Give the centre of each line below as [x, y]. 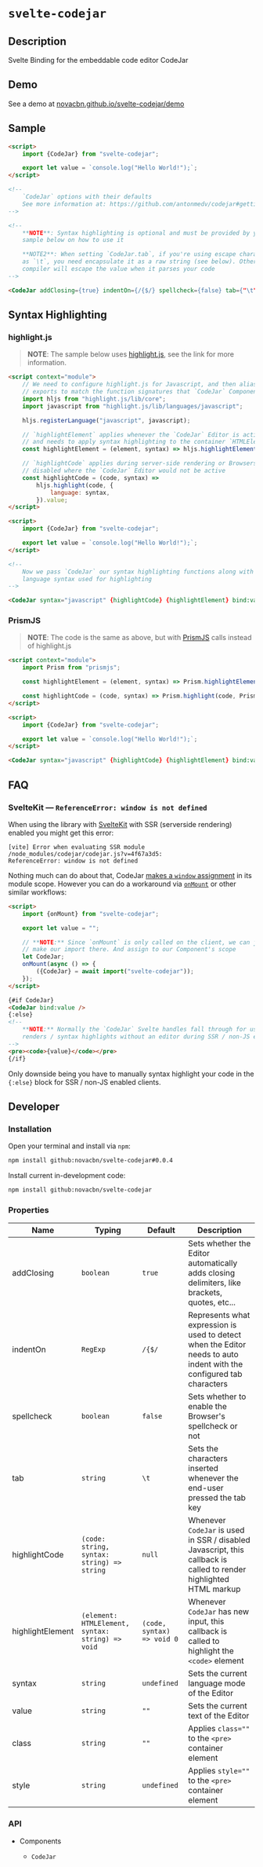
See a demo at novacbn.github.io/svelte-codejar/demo [96, 104]
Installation [30, 1129]
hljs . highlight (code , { [75, 485]
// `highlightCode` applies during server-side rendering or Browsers [140, 463]
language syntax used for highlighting [87, 579]
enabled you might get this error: [61, 833]
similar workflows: [38, 892]
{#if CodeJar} [31, 1000]
